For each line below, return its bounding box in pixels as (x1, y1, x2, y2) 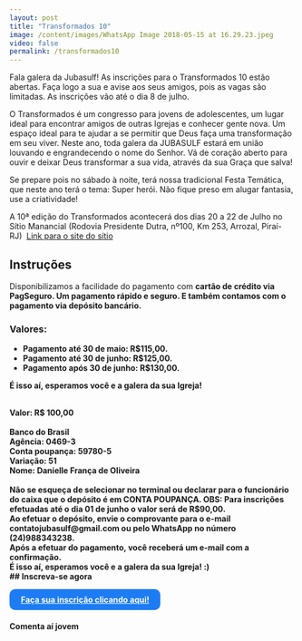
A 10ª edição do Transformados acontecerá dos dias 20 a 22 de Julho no (9, 211, 283, 222)
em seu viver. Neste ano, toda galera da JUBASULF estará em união (9, 138, 264, 149)
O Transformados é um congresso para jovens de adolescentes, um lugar (9, 109, 285, 120)
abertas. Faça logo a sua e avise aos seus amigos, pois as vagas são (9, 82, 267, 92)
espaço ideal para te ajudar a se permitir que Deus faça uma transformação (9, 128, 293, 139)
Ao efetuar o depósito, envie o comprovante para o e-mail (9, 513, 231, 524)
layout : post (9, 13, 59, 23)
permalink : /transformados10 (9, 47, 120, 56)
